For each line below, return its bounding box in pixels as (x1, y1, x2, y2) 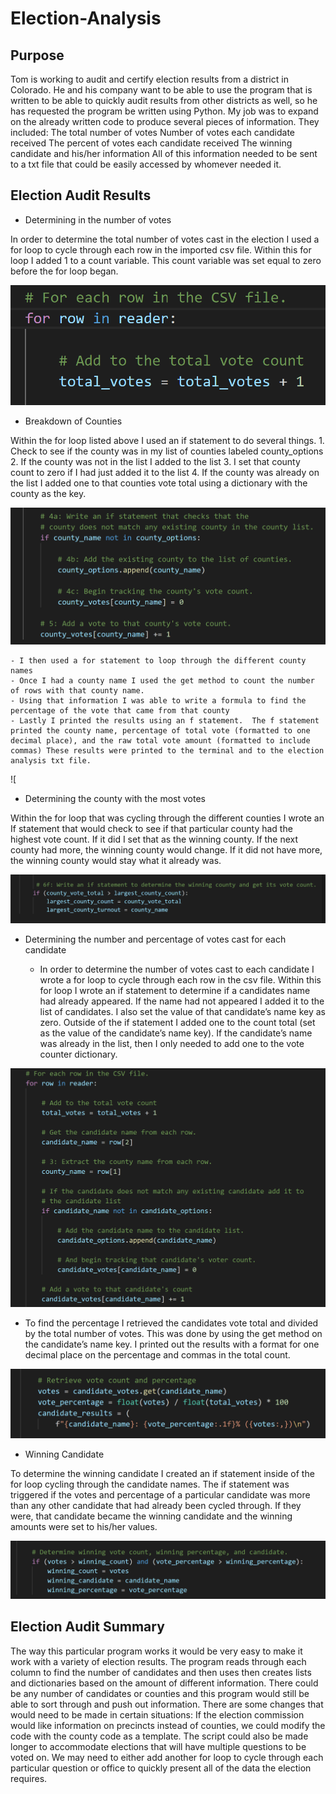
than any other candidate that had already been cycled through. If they (10, 1499, 302, 1511)
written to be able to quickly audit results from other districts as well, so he (10, 95, 318, 106)
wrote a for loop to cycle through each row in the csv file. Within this (39, 973, 322, 986)
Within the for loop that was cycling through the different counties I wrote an (10, 812, 325, 824)
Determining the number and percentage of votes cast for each (24, 933, 287, 945)
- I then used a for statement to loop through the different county (10, 655, 307, 666)
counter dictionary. (39, 1048, 118, 1060)
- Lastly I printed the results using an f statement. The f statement (10, 715, 320, 726)
